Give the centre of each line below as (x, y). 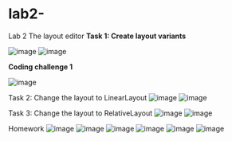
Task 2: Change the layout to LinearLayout (78, 97)
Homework (26, 128)
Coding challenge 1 (41, 67)
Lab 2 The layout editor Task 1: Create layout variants (97, 36)
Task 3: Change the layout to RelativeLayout (81, 113)
